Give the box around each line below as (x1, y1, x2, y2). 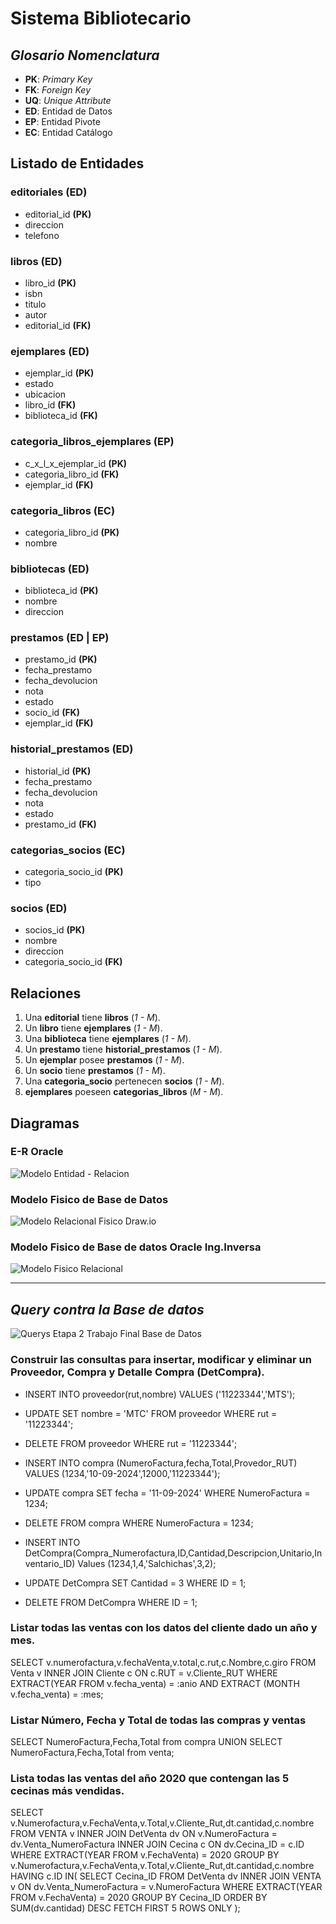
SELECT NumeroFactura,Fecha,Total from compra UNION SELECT (10, 1736, 283, 1748)
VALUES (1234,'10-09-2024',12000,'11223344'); (24, 1467, 221, 1479)
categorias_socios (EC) (10, 843, 126, 857)
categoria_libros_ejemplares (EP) (10, 435, 175, 449)
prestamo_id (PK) (24, 653, 98, 666)
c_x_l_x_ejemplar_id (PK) (24, 457, 128, 469)
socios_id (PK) (24, 924, 86, 936)
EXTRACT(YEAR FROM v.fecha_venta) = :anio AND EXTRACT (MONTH (10, 1677, 300, 1689)
